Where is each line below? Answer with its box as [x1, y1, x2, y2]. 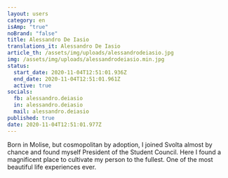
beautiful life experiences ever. [7, 163, 97, 171]
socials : [7, 88, 33, 95]
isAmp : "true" [7, 23, 49, 30]
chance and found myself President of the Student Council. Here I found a [7, 148, 222, 156]
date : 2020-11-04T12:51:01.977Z [7, 121, 102, 128]
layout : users [7, 10, 49, 18]
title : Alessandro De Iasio [7, 36, 90, 43]
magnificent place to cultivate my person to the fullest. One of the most [7, 155, 213, 163]
